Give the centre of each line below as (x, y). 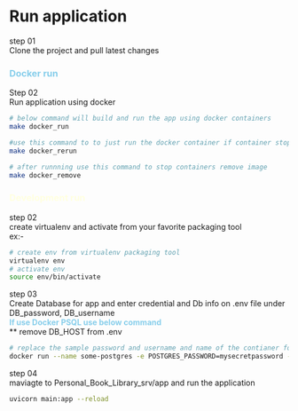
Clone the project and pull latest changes (84, 50)
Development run (47, 198)
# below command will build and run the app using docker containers (141, 119)
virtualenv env (37, 261)
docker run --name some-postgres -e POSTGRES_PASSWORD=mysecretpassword (146, 357)
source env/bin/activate (55, 277)
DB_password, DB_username (62, 313)
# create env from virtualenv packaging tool (94, 252)
